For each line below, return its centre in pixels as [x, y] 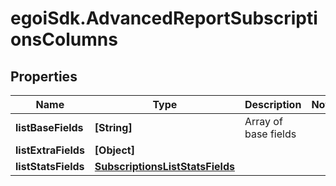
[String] [113, 127]
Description [273, 104]
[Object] [114, 150]
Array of [263, 121]
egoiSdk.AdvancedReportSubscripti [164, 18]
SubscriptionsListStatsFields [164, 166]
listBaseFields [49, 127]
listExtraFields [50, 150]
